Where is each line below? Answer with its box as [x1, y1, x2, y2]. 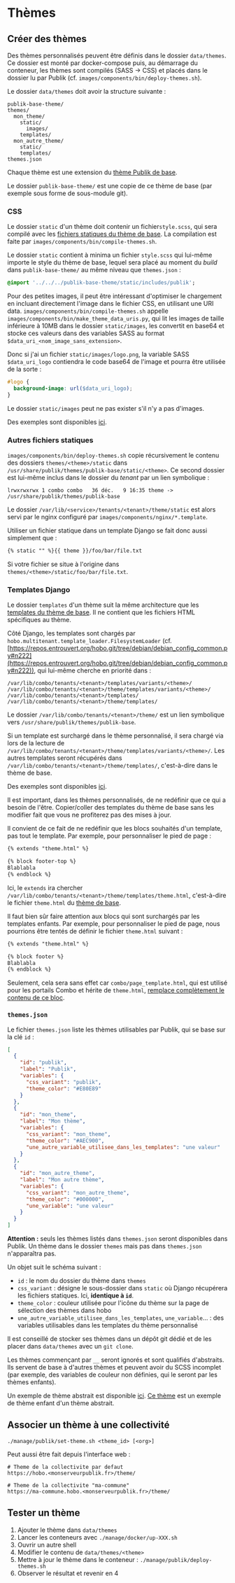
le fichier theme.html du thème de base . [7, 898, 121, 907]
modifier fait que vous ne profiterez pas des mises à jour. [7, 810, 171, 819]
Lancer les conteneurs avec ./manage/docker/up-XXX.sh [17, 1533, 178, 1541]
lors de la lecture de [7, 739, 65, 747]
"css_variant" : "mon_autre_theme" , [25, 1189, 130, 1196]
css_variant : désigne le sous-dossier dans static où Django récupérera [17, 1284, 228, 1293]
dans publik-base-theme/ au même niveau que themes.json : [7, 266, 182, 274]
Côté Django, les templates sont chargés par [7, 629, 136, 638]
